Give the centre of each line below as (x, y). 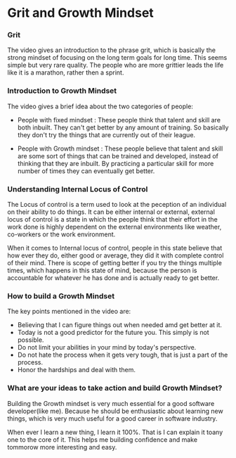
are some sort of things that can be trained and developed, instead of (118, 155)
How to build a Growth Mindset (61, 296)
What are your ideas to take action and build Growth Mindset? (115, 388)
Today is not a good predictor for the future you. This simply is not (113, 333)
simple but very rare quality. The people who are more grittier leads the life (116, 65)
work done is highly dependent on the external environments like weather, (114, 227)
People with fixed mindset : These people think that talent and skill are (119, 120)
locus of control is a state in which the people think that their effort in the (112, 220)
